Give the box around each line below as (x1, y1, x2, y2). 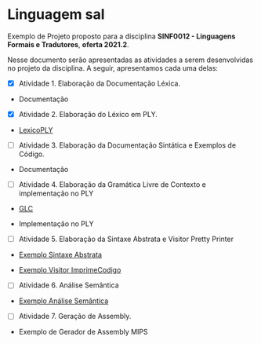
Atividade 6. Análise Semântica (18, 280, 119, 290)
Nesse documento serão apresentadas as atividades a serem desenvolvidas (7, 55, 254, 64)
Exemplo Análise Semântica (18, 296, 109, 306)
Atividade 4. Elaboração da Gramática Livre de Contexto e (18, 180, 207, 189)
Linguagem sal (7, 5, 105, 24)
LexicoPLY (18, 126, 53, 135)
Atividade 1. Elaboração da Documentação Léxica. (18, 79, 181, 88)
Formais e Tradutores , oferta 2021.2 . (7, 39, 130, 49)
